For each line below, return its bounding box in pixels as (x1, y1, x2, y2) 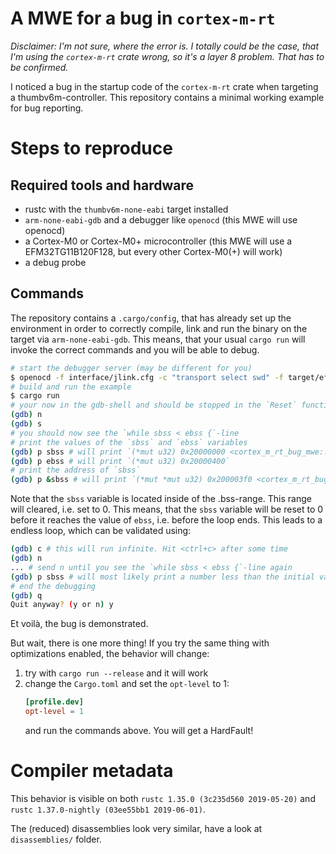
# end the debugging (10, 581, 97, 591)
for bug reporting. (10, 102, 84, 114)
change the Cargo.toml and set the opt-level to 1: (24, 678, 230, 690)
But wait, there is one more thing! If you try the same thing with (10, 637, 270, 649)
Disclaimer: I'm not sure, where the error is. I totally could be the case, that (10, 40, 319, 52)
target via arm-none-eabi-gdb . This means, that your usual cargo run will (10, 333, 306, 345)
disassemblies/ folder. (10, 833, 102, 845)
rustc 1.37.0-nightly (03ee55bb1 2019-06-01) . (10, 803, 206, 815)
